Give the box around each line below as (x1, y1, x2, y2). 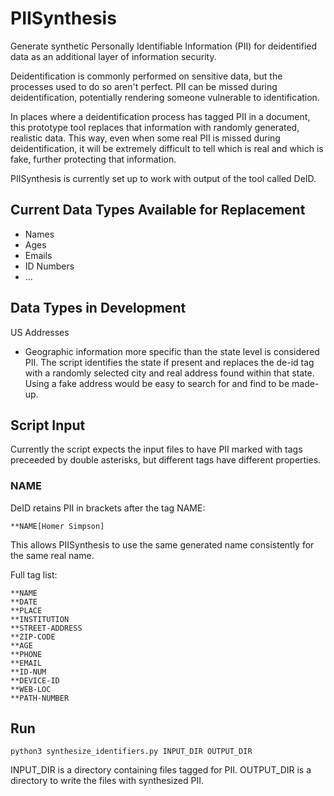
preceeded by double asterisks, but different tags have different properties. (10, 454, 322, 466)
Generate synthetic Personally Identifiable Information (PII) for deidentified (10, 40, 318, 52)
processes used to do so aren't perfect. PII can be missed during (10, 80, 278, 92)
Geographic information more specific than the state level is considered (24, 345, 320, 357)
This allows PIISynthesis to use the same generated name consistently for (10, 538, 315, 551)
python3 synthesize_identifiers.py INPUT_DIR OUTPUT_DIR (10, 747, 253, 757)
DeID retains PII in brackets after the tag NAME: (10, 502, 206, 514)
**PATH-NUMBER (10, 693, 70, 703)
